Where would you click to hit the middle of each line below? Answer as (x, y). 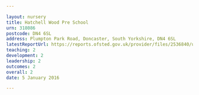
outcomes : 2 (21, 66)
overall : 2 (20, 72)
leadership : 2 (24, 61)
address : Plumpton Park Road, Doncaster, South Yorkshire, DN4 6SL (91, 39)
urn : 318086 (21, 28)
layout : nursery (26, 17)
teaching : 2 (21, 50)
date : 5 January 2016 (33, 78)
